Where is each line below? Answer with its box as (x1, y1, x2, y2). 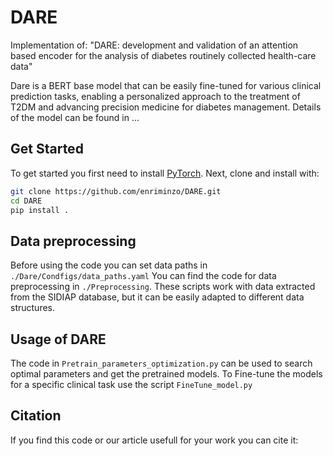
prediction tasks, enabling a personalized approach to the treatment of (10, 90, 301, 102)
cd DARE (10, 196, 43, 206)
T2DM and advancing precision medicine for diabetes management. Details (10, 101, 322, 113)
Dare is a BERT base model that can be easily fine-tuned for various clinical (10, 79, 322, 91)
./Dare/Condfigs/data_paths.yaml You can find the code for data (10, 270, 277, 282)
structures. (10, 302, 55, 314)
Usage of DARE (10, 331, 107, 348)
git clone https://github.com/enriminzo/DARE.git (10, 186, 222, 196)
